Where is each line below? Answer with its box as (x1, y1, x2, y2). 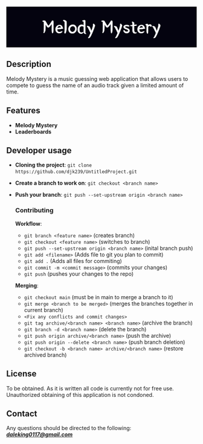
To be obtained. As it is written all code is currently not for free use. (6, 384, 174, 392)
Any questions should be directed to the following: (6, 425, 132, 432)
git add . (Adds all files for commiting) (24, 257, 122, 264)
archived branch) (24, 351, 67, 358)
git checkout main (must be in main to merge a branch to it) (24, 293, 173, 300)
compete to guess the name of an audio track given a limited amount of (6, 81, 184, 89)
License (6, 369, 37, 379)
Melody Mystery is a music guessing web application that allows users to (6, 75, 188, 82)
